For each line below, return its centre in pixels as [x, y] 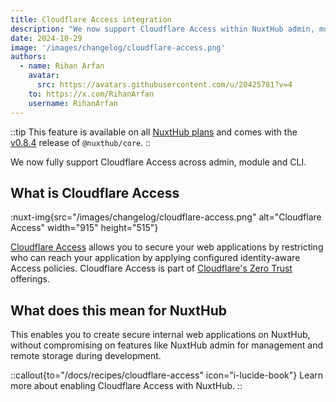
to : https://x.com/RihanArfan [91, 94]
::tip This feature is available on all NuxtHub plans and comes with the [154, 132]
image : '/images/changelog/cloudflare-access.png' [118, 47]
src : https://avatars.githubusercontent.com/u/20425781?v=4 [164, 85]
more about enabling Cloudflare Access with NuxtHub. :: [126, 386]
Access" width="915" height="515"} [84, 228]
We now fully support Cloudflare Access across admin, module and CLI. [158, 162]
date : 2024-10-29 [46, 38]
